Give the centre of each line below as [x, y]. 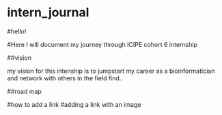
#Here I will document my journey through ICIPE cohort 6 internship [102, 44]
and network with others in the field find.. [65, 78]
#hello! [17, 31]
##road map [25, 91]
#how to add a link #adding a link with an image [74, 104]
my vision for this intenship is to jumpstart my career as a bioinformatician [111, 71]
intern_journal [48, 13]
